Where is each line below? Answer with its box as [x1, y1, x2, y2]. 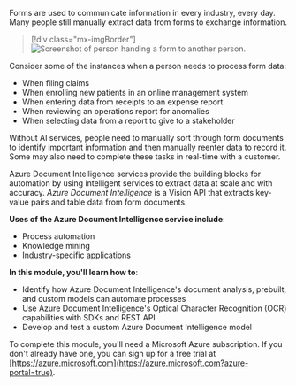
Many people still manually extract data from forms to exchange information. [9, 17, 287, 27]
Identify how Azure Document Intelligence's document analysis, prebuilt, [21, 284, 287, 295]
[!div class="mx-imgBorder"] [30, 35, 137, 44]
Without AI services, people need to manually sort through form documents [9, 133, 285, 143]
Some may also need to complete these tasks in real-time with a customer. [9, 151, 281, 162]
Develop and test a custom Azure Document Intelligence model [21, 322, 253, 332]
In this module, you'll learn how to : [9, 267, 139, 277]
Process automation [21, 231, 95, 242]
